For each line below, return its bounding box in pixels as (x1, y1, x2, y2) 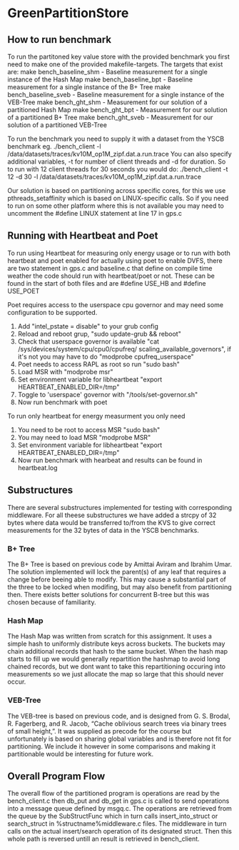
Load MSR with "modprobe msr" (17, 367, 113, 376)
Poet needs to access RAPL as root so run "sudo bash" (17, 359, 180, 369)
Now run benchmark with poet (17, 398, 108, 406)
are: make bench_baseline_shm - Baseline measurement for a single (7, 68, 208, 76)
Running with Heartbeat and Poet (7, 230, 158, 242)
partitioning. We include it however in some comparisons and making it (7, 741, 216, 751)
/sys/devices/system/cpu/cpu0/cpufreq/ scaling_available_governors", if (17, 344, 232, 353)
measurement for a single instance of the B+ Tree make (7, 83, 171, 91)
